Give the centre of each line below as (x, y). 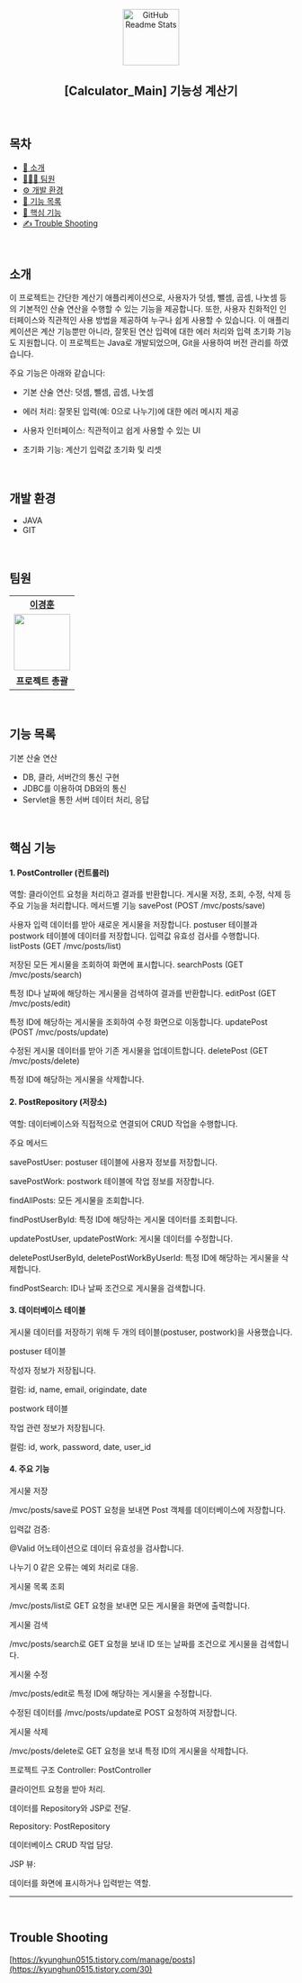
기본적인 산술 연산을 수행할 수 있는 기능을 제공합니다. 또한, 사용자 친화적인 (148, 309)
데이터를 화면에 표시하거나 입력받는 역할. (80, 1883)
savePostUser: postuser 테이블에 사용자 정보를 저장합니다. (114, 1162)
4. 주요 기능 (30, 1469)
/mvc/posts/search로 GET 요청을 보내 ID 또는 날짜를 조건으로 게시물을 (133, 1644)
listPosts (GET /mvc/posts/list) (65, 946)
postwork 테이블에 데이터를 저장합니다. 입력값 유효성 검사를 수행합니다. (135, 936)
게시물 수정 (29, 1674)
